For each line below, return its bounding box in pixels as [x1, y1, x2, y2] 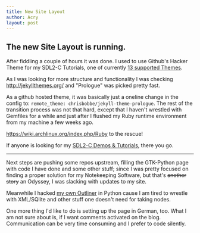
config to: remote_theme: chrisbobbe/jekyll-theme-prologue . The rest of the [6, 100, 193, 107]
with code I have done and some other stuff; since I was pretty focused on [6, 165, 189, 173]
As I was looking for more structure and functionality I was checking [6, 76, 174, 83]
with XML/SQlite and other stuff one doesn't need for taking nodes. [6, 196, 171, 203]
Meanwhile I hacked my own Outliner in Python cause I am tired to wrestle [6, 189, 188, 197]
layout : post [6, 20, 39, 26]
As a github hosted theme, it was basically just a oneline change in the [6, 94, 179, 101]
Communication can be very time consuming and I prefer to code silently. [6, 220, 186, 227]
